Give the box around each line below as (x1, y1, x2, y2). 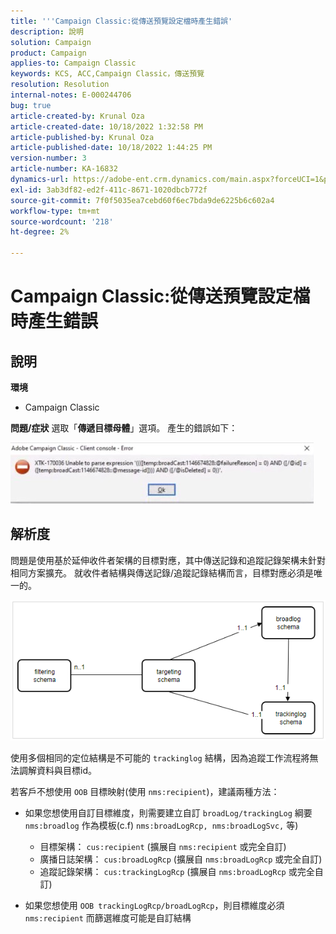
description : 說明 (10, 26, 84, 37)
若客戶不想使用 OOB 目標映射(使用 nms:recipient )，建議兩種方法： (10, 785, 280, 797)
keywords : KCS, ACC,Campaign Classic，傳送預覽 (10, 69, 205, 79)
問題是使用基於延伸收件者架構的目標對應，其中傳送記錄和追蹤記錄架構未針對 (10, 554, 326, 566)
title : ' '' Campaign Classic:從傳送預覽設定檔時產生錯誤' (10, 16, 233, 26)
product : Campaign (10, 48, 87, 58)
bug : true (10, 100, 52, 110)
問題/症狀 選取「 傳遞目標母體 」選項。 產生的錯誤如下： (10, 422, 238, 434)
